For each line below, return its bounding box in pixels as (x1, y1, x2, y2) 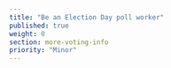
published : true (9, 21, 69, 30)
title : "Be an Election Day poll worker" (9, 12, 165, 22)
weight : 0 (9, 29, 46, 38)
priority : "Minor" (9, 46, 77, 55)
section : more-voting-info (9, 37, 109, 47)
